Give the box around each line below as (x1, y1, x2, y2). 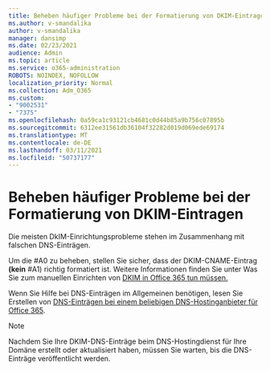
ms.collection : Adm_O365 (8, 86, 92, 95)
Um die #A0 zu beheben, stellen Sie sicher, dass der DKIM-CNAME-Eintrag (8, 256, 258, 266)
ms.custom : (8, 94, 45, 102)
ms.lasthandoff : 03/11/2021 (8, 146, 103, 154)
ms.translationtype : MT (8, 131, 88, 139)
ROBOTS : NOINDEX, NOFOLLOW (8, 71, 99, 79)
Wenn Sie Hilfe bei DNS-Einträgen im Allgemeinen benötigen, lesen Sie (8, 288, 243, 298)
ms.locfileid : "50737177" (8, 153, 95, 161)
